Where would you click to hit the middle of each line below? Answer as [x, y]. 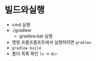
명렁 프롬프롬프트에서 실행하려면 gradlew [51, 42]
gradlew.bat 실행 [36, 36]
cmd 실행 [21, 25]
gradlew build [26, 48]
